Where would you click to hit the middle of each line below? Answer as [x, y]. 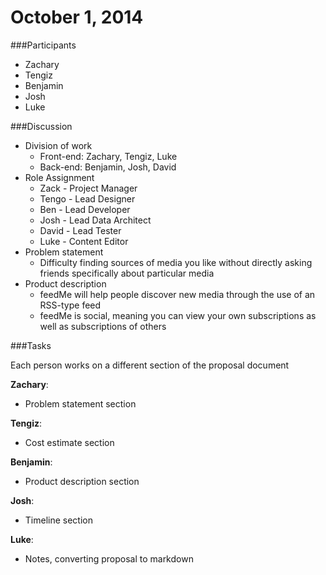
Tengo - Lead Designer [87, 198]
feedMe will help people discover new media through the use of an [177, 294]
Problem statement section [80, 403]
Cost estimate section [69, 442]
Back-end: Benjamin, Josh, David [108, 167]
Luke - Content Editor [84, 241]
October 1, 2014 [77, 17]
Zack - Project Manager [88, 188]
